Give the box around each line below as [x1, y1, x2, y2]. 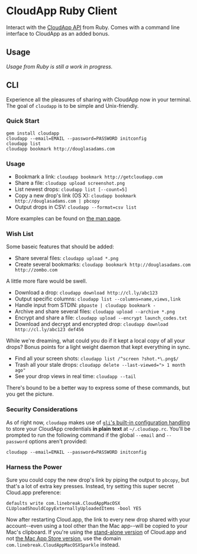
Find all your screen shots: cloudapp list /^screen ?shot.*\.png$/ [14, 355, 179, 362]
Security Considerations [6, 405, 78, 414]
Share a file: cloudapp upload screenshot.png [14, 180, 125, 187]
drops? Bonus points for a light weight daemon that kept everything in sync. [6, 344, 191, 351]
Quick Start [6, 117, 40, 125]
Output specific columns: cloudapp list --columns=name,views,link [14, 295, 181, 303]
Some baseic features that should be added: [6, 243, 114, 250]
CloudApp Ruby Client [6, 4, 118, 18]
